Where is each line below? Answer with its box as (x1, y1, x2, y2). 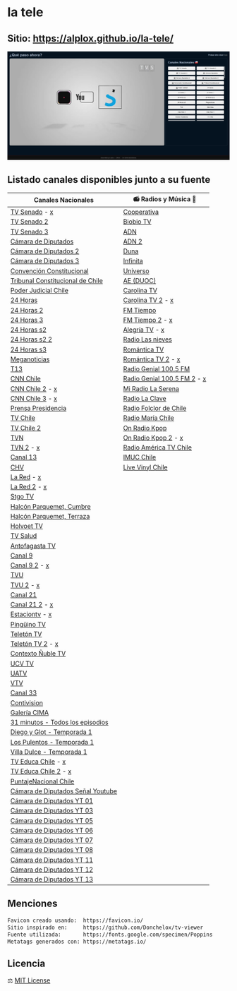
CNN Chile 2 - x (10, 384, 58, 392)
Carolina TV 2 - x (123, 296, 174, 304)
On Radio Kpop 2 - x (123, 433, 183, 442)
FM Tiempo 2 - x (123, 316, 173, 324)
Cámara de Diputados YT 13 (10, 875, 94, 884)
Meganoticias (10, 354, 50, 364)
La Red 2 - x (10, 483, 47, 491)
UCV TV (10, 659, 34, 668)
